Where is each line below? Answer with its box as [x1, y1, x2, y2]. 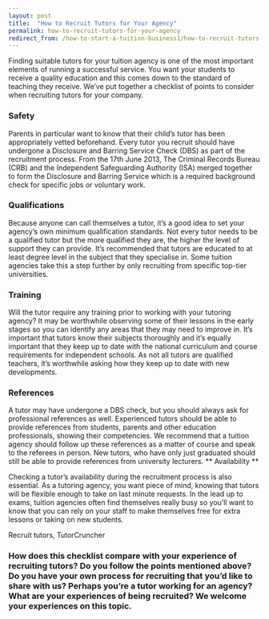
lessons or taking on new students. [8, 515, 124, 524]
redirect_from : [8, 34, 59, 43]
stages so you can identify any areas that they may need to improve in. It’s [8, 324, 254, 334]
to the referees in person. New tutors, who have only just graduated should [8, 448, 256, 458]
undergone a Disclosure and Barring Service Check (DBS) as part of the [8, 145, 246, 155]
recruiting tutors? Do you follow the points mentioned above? [8, 560, 252, 572]
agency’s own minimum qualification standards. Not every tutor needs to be [8, 226, 258, 236]
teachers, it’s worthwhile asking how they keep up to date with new [8, 359, 230, 369]
